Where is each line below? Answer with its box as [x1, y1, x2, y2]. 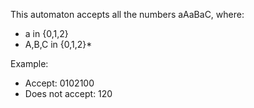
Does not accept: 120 [24, 88, 113, 99]
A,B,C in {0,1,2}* [24, 39, 93, 50]
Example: [10, 58, 49, 69]
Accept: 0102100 [24, 77, 95, 89]
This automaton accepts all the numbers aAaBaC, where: [10, 9, 245, 20]
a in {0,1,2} [24, 28, 69, 39]
